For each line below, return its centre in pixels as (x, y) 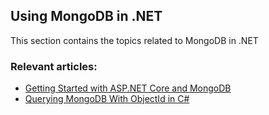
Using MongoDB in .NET (86, 16)
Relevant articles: (54, 66)
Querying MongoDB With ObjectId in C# (107, 99)
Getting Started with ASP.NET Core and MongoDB (128, 88)
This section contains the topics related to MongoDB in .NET (134, 40)
